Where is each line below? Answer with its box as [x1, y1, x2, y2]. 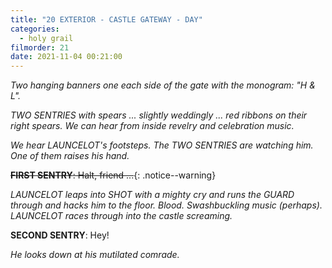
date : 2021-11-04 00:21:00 [10, 52, 123, 62]
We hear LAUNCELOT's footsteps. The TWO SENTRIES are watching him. [10, 139, 314, 151]
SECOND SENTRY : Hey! [10, 229, 110, 241]
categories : [10, 24, 60, 34]
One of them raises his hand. [10, 150, 130, 162]
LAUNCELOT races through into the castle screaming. [10, 210, 233, 222]
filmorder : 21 [10, 42, 70, 53]
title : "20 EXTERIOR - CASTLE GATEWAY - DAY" [10, 14, 203, 25]
